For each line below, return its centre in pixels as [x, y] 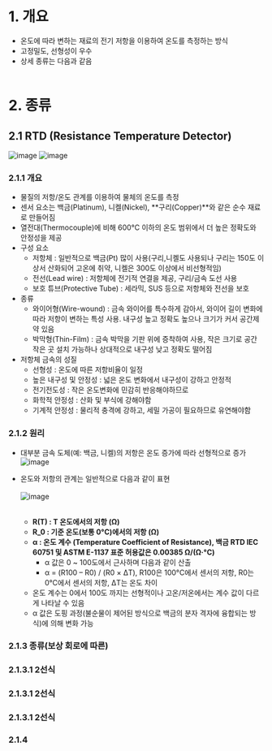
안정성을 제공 [41, 238]
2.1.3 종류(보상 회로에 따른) [58, 646]
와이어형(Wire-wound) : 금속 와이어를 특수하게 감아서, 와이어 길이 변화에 [147, 309]
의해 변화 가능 [72, 623]
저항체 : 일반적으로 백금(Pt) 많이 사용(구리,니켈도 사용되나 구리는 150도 [144, 258]
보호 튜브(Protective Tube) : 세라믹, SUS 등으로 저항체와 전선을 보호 [141, 288]
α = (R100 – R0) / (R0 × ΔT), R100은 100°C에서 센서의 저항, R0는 [149, 572]
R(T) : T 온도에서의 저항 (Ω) [76, 521]
